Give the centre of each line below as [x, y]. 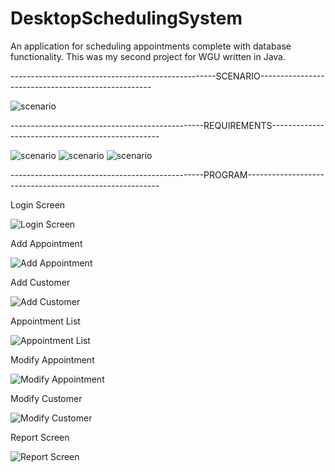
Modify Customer [46, 398]
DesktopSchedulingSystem [126, 18]
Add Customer [40, 282]
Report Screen [40, 437]
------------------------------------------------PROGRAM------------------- [167, 174]
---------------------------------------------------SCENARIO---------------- [167, 76]
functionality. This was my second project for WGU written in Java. [148, 56]
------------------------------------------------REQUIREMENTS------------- [167, 125]
